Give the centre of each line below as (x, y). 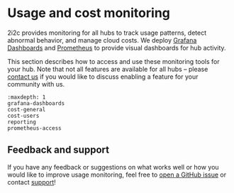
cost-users (23, 116)
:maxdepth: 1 (27, 97)
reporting (22, 122)
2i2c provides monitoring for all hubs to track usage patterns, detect (107, 33)
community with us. (36, 84)
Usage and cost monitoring (89, 13)
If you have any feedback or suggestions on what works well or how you (113, 167)
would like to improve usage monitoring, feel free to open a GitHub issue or (117, 175)
